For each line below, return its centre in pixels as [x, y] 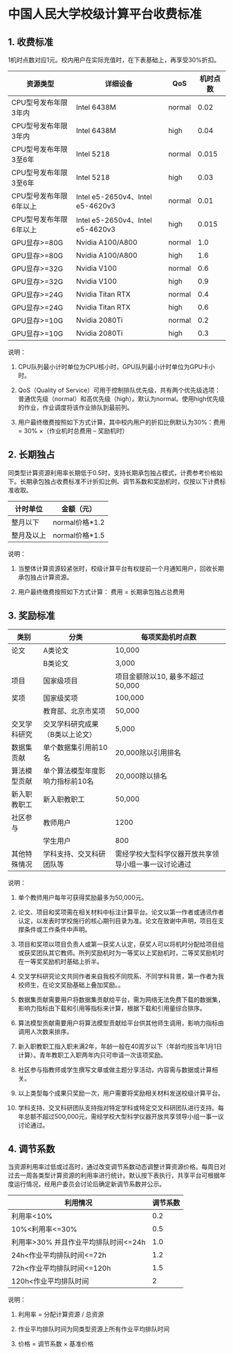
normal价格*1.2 [79, 522]
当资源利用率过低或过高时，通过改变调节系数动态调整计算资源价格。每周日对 [117, 1167]
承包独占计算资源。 [45, 577]
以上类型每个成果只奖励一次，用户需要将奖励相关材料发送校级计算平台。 [121, 1093]
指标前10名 [75, 781]
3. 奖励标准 [31, 616]
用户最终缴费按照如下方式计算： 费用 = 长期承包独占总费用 [101, 591]
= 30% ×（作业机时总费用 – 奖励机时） [73, 431]
